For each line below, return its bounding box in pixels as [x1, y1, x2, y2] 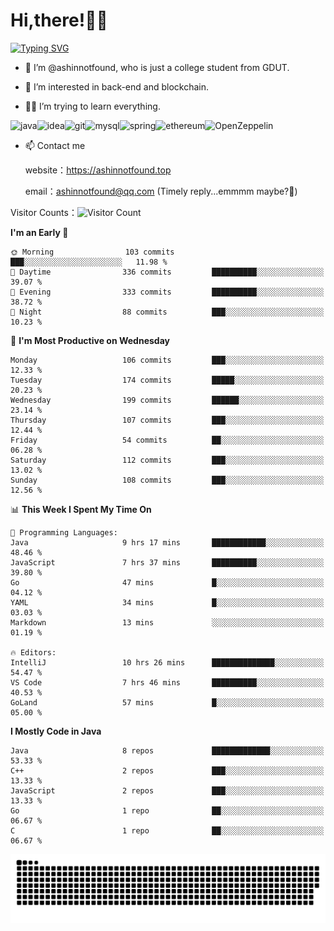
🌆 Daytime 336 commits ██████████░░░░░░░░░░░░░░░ [10, 267, 325, 277]
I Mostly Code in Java [10, 725, 102, 737]
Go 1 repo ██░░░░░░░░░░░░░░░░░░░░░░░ [10, 805, 325, 816]
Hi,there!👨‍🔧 [10, 9, 108, 32]
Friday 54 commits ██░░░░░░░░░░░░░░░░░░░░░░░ [10, 435, 325, 445]
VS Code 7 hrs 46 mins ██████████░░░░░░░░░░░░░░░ [10, 677, 325, 688]
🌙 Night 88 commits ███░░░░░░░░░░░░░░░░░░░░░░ [10, 307, 325, 317]
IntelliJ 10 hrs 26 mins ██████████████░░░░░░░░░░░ [10, 657, 325, 668]
